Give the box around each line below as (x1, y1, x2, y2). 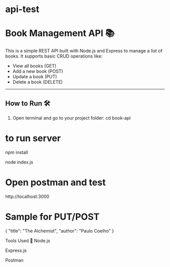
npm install (5, 149, 28, 155)
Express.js (5, 247, 27, 253)
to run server (5, 133, 61, 144)
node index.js (5, 159, 33, 165)
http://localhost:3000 (5, 193, 50, 199)
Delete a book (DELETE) (12, 79, 63, 85)
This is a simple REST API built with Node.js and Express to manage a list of (5, 48, 163, 54)
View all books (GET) (12, 63, 57, 69)
